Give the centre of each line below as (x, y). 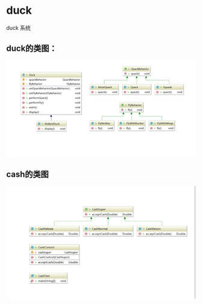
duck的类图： (32, 49)
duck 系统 (19, 28)
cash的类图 (28, 174)
